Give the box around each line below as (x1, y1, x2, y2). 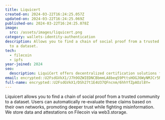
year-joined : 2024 (5, 62, 43, 67)
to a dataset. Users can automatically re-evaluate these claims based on (5, 98, 151, 104)
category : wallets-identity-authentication (5, 35, 96, 40)
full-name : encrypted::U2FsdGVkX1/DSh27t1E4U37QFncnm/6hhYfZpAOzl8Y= (5, 80, 151, 85)
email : (5, 75, 19, 80)
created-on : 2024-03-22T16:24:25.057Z (5, 12, 84, 17)
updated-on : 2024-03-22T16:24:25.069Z (5, 16, 84, 21)
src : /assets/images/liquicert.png (9, 30, 82, 35)
